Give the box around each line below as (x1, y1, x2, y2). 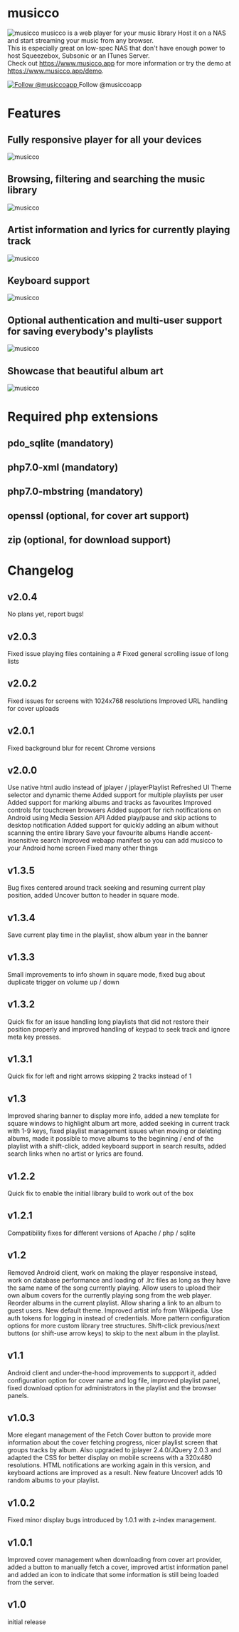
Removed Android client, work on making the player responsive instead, (7, 1268, 218, 1277)
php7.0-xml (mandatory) (7, 461, 119, 473)
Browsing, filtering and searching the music (7, 173, 206, 185)
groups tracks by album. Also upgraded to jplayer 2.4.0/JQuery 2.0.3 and (7, 1446, 222, 1454)
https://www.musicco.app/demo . (7, 66, 105, 75)
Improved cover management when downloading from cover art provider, (7, 1555, 223, 1564)
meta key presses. (7, 1032, 62, 1041)
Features (7, 106, 61, 122)
